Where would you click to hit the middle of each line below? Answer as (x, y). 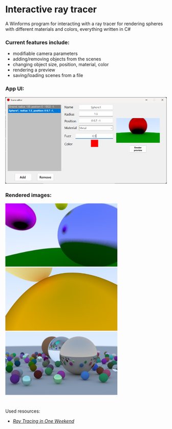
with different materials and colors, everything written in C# (68, 29)
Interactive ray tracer (51, 9)
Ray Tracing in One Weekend (43, 421)
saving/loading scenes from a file (48, 75)
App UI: (15, 89)
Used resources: (23, 411)
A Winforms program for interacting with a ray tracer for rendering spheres (84, 24)
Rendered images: (29, 195)
